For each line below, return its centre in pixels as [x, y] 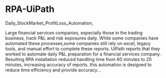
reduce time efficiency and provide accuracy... [53, 70]
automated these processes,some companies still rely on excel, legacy [78, 43]
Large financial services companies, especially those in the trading [74, 32]
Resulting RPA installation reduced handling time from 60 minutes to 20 [78, 59]
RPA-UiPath [30, 9]
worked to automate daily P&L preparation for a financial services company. [83, 54]
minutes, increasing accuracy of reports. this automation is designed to [78, 64]
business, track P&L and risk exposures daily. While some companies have [82, 38]
